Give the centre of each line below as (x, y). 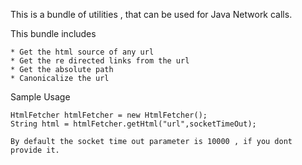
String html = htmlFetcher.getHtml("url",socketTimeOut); (133, 124)
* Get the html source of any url (82, 52)
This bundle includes (53, 33)
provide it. (35, 150)
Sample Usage (40, 97)
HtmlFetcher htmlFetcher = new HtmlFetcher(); (109, 115)
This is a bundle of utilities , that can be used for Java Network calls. (151, 14)
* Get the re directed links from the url (100, 61)
